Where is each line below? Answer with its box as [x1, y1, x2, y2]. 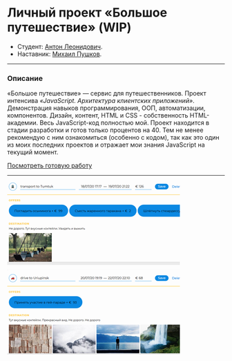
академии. [7, 119, 39, 127]
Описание [7, 73, 43, 83]
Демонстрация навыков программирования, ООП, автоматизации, [7, 104, 206, 112]
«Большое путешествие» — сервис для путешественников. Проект [7, 89, 206, 98]
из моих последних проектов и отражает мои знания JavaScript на [7, 140, 205, 149]
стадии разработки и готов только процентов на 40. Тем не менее [7, 126, 204, 134]
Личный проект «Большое [7, 5, 168, 21]
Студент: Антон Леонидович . [17, 42, 103, 50]
